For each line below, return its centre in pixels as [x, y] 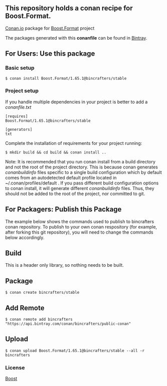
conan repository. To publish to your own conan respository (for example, [81, 227]
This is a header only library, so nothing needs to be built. [64, 265]
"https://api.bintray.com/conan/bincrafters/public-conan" [68, 324]
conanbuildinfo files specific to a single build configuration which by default [83, 172]
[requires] [17, 116]
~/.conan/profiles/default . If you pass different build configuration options [82, 183]
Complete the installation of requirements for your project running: [74, 143]
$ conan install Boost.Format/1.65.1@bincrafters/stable [66, 78]
